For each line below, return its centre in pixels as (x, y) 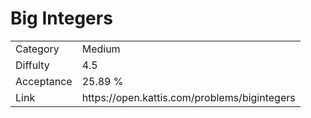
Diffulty (32, 65)
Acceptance (44, 81)
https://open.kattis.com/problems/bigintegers (188, 97)
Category (37, 49)
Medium (101, 49)
